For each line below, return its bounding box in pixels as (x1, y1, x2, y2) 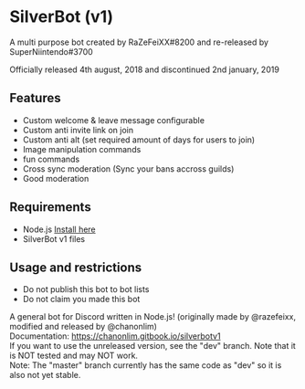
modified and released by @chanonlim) (9, 321, 158, 332)
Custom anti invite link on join (22, 124, 134, 135)
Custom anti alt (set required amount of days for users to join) (22, 134, 256, 145)
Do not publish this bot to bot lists (22, 284, 150, 295)
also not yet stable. (9, 370, 81, 381)
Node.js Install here (22, 224, 96, 235)
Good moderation (22, 173, 89, 184)
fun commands (22, 153, 80, 164)
